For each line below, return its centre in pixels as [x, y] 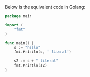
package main [18, 16]
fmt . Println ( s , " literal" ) [43, 52]
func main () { [20, 43]
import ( [14, 25]
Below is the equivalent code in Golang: [45, 7]
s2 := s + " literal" [36, 61]
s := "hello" [27, 48]
